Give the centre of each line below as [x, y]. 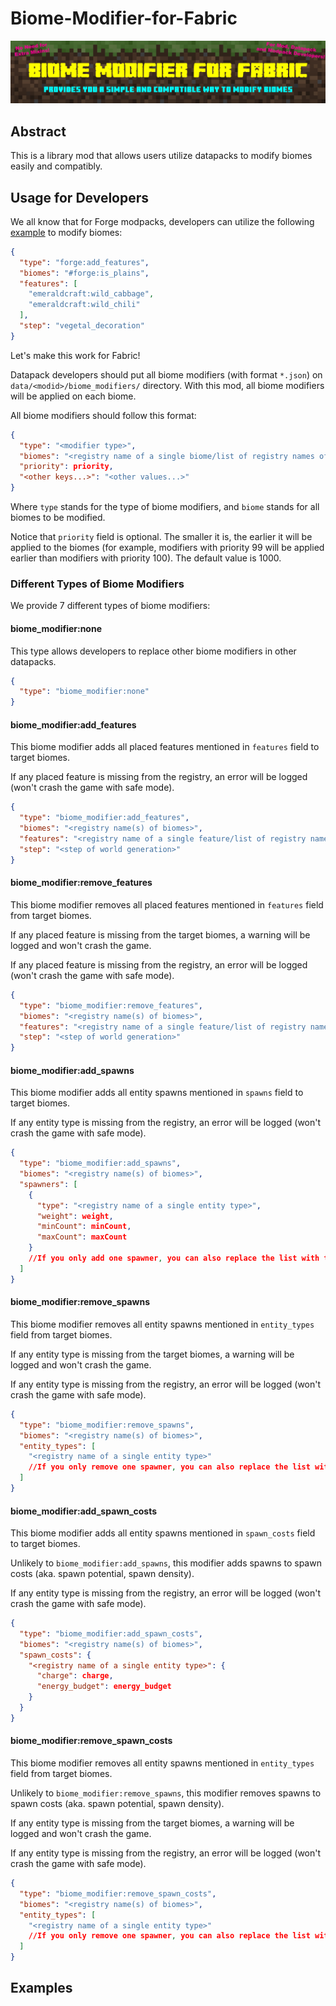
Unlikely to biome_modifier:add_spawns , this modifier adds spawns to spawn [166, 1563]
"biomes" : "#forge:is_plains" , [84, 273]
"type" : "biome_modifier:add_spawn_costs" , [111, 1633]
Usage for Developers [80, 197]
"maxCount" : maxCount [82, 1237]
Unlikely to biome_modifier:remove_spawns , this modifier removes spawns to [166, 1793]
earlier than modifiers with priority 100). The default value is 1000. [146, 558]
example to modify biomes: [66, 232]
